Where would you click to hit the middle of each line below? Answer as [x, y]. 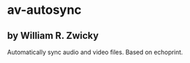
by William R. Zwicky [53, 36]
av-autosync [44, 10]
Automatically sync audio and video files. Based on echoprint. [95, 52]
